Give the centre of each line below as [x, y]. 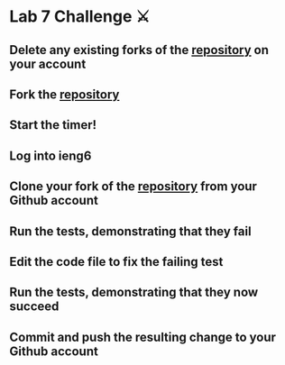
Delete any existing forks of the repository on [139, 50]
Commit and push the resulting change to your [143, 337]
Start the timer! [53, 125]
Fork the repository [64, 94]
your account [48, 64]
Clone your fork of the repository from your [133, 187]
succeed [34, 307]
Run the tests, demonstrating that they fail [130, 231]
